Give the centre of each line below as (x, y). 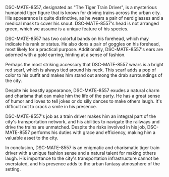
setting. (13, 169)
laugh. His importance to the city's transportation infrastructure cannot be (82, 158)
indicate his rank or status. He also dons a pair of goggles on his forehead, (83, 44)
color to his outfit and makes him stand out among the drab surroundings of (84, 75)
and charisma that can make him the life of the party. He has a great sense (83, 96)
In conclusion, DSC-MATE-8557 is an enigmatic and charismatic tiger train (82, 148)
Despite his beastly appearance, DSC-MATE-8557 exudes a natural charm (82, 90)
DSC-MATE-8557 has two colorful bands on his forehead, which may (77, 38)
